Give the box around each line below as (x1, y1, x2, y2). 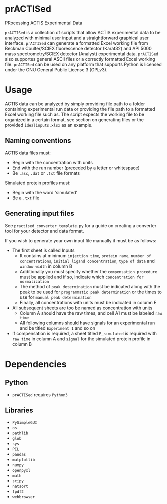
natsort (12, 484, 28, 489)
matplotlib (12, 457, 35, 463)
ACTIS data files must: (5, 150, 51, 156)
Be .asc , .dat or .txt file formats (12, 170, 80, 176)
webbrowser (12, 495, 35, 500)
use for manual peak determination (19, 294, 92, 300)
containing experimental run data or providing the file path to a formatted (5, 106, 156, 112)
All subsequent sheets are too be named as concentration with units (12, 305, 153, 311)
